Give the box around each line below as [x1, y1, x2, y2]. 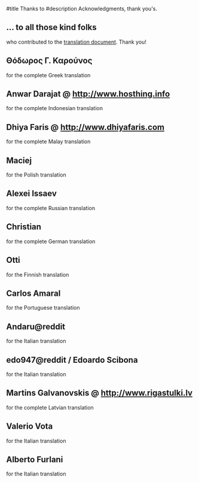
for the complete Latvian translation [6, 404, 94, 411]
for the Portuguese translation [6, 304, 80, 311]
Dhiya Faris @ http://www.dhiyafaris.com [6, 122, 165, 132]
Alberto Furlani [6, 454, 63, 465]
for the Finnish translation [6, 271, 69, 278]
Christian [6, 222, 42, 232]
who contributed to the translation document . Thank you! [6, 38, 146, 46]
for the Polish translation [6, 171, 67, 178]
